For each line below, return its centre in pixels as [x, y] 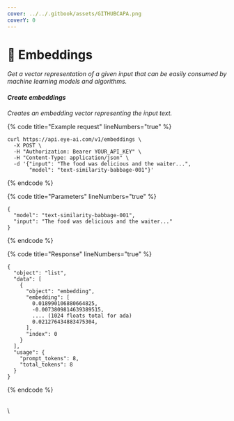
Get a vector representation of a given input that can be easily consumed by [117, 74]
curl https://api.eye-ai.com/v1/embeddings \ [74, 139]
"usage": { [29, 352]
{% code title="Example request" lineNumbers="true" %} [89, 126]
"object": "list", [40, 273]
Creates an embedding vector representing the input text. [90, 113]
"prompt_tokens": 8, [49, 358]
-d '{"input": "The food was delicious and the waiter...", [102, 164]
